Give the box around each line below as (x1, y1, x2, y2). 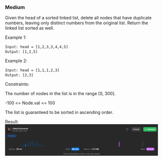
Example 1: (5, 34, 27, 40)
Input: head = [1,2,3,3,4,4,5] (5, 45, 68, 49)
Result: (5, 119, 19, 125)
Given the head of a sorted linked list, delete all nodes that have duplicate (5, 15, 152, 21)
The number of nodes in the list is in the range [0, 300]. (5, 91, 116, 97)
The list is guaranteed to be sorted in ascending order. (5, 110, 114, 115)
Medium (5, 4, 25, 11)
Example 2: (5, 58, 28, 64)
